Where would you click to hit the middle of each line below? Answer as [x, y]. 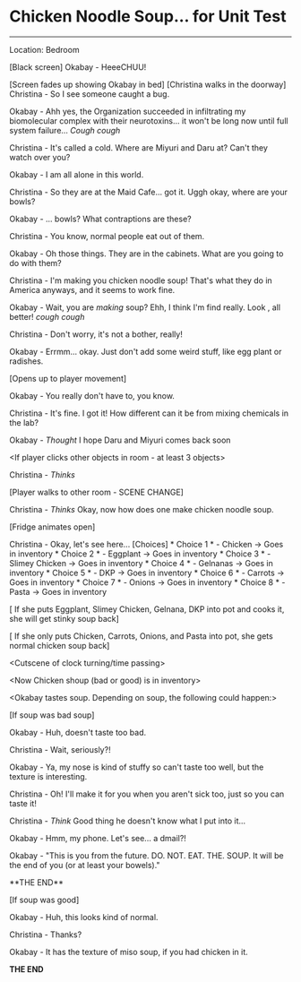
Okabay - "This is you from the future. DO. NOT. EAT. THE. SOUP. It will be [146, 855]
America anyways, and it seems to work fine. [92, 289]
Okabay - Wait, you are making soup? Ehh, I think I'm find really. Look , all [145, 307]
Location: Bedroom [44, 49]
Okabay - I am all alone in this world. [77, 174]
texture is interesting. [48, 776]
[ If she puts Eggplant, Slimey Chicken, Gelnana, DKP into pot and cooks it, [147, 609]
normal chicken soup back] [60, 645]
